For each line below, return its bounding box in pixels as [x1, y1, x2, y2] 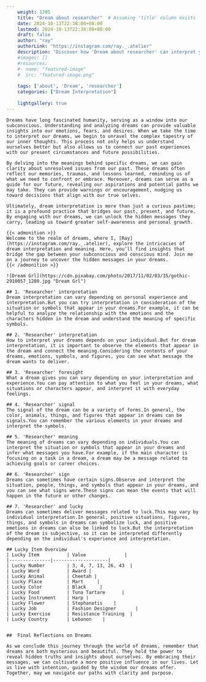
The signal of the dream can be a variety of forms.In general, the [6, 407, 185, 413]
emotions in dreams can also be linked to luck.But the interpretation [6, 525, 193, 531]
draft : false [17, 32, 51, 38]
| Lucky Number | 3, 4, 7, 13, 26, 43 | [6, 562, 133, 569]
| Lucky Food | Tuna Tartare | [6, 589, 124, 596]
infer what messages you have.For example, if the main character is [6, 450, 188, 456]
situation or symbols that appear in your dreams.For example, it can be [6, 305, 199, 311]
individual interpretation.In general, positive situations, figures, [6, 514, 191, 520]
